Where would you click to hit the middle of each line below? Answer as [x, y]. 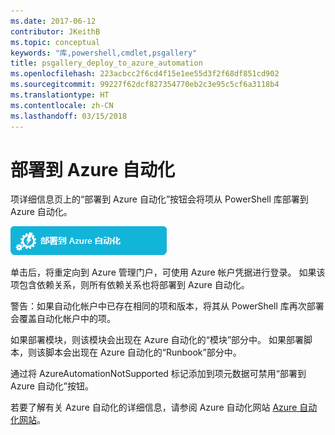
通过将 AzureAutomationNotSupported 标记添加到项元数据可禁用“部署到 [158, 374]
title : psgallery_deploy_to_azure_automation [106, 63]
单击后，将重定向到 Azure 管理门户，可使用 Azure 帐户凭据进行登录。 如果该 [168, 272]
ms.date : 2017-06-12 [53, 21]
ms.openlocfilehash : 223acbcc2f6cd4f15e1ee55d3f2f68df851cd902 [145, 74]
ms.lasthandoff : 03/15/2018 [69, 116]
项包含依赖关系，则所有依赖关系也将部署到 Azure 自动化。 [130, 285]
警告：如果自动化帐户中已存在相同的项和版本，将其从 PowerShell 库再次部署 [167, 306]
